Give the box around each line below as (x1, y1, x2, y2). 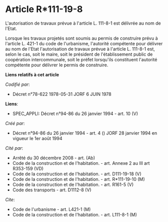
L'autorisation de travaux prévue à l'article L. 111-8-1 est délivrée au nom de (5, 20, 161, 26)
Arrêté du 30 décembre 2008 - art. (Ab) (12, 155, 96, 161)
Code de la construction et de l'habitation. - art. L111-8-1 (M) (12, 211, 137, 217)
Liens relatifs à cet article (5, 71, 59, 77)
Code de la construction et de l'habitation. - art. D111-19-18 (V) (12, 171, 142, 177)
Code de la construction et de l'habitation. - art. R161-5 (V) (12, 181, 134, 187)
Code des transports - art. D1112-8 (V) (12, 187, 92, 193)
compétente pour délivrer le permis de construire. (5, 62, 109, 68)
